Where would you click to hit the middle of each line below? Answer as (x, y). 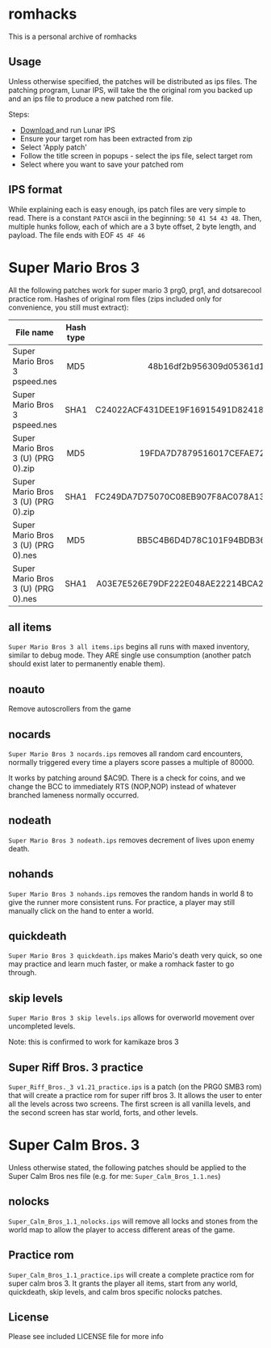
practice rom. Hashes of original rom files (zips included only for (115, 298)
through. (23, 973)
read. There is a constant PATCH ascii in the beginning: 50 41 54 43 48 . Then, (135, 218)
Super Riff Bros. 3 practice (76, 1067)
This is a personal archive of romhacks (73, 36)
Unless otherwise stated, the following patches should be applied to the (127, 1167)
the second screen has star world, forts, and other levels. (103, 1112)
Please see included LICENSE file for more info (86, 1337)
